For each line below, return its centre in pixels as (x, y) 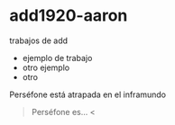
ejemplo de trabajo (57, 58)
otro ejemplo (46, 67)
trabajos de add (39, 40)
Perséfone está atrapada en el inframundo (88, 94)
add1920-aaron (69, 16)
